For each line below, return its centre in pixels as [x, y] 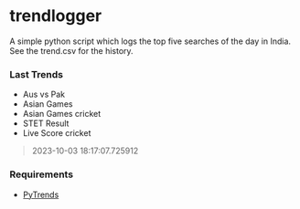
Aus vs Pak [44, 94]
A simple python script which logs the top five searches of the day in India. [150, 41]
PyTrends [41, 194]
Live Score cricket [57, 133]
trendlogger [56, 16]
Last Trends [37, 74]
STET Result [46, 123]
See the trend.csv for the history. [72, 50]
